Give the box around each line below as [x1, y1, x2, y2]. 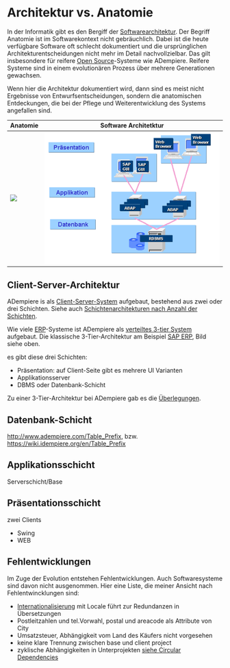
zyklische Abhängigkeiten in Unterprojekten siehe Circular [16, 645, 181, 654]
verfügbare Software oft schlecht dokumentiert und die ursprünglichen [7, 42, 207, 50]
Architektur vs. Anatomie [7, 5, 153, 21]
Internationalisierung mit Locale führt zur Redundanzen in [16, 602, 179, 610]
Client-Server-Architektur [7, 279, 120, 290]
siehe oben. [7, 340, 40, 348]
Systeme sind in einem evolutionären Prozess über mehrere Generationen [7, 64, 216, 72]
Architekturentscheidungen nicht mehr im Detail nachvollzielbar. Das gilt [7, 49, 211, 58]
